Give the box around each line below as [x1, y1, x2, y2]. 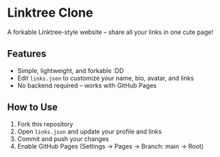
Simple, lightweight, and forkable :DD [17, 66, 124, 74]
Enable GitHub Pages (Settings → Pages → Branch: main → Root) [17, 142, 204, 150]
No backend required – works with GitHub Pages [17, 81, 157, 90]
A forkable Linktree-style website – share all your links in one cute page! [7, 28, 214, 36]
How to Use [7, 101, 58, 113]
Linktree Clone [7, 5, 94, 21]
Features [7, 48, 46, 60]
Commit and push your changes [17, 134, 109, 143]
